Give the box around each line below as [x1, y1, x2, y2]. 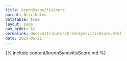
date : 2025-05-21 [5, 36, 42, 41]
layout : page [5, 21, 33, 27]
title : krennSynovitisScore [5, 7, 65, 13]
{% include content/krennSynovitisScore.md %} [5, 49, 106, 56]
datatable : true [5, 17, 40, 22]
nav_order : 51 [5, 26, 36, 32]
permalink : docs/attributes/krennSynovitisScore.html [5, 31, 122, 36]
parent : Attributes [5, 12, 47, 17]
